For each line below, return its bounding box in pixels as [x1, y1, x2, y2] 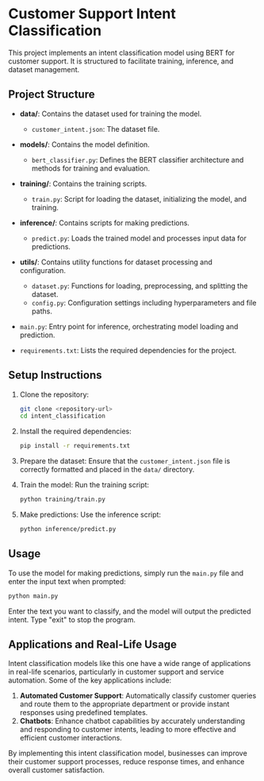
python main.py [8, 592, 59, 600]
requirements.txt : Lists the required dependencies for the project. [19, 345, 237, 355]
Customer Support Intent [8, 5, 176, 23]
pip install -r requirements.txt [19, 442, 131, 450]
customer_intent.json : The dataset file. [31, 124, 160, 133]
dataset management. [8, 64, 80, 74]
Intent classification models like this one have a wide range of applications [8, 659, 251, 668]
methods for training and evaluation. [31, 164, 151, 173]
